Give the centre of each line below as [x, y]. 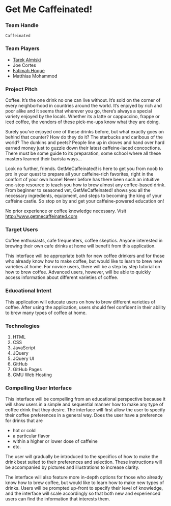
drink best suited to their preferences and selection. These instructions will [84, 462]
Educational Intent [28, 291]
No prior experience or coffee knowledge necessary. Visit [66, 211]
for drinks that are [24, 420]
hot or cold [24, 431]
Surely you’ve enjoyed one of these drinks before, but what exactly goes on [85, 132]
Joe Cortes [24, 65]
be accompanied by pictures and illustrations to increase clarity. [73, 467]
